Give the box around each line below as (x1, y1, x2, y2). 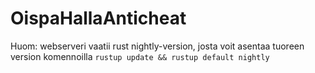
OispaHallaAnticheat (10, 7, 187, 30)
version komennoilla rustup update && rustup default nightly (10, 50, 270, 62)
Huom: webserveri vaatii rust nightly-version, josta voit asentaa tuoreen (10, 40, 305, 52)
